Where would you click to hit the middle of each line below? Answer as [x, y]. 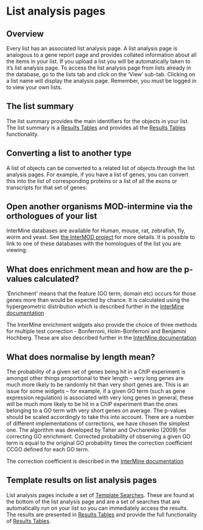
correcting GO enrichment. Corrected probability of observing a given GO [98, 437]
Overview [25, 34]
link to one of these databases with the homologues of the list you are [94, 244]
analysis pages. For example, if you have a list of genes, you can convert [97, 174]
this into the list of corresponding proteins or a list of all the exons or [92, 181]
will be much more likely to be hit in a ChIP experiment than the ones [92, 404]
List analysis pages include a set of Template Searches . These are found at [100, 495]
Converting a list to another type [69, 153]
